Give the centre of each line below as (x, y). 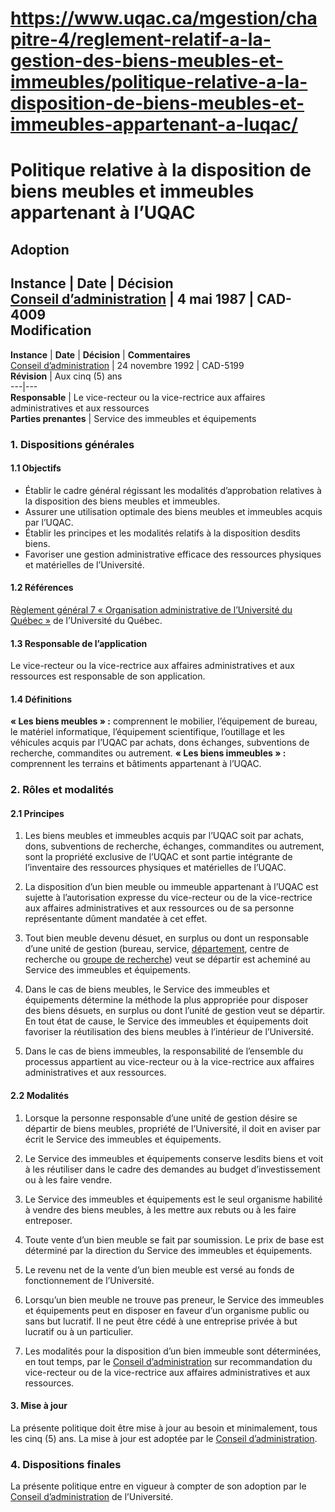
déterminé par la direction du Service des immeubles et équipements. (168, 1250)
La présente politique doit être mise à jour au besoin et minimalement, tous (164, 1428)
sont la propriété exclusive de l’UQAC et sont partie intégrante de (158, 857)
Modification (51, 330)
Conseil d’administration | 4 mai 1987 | (132, 299)
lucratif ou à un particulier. (79, 1331)
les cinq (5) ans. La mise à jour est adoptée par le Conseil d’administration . (164, 1438)
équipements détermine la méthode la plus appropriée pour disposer (166, 1000)
